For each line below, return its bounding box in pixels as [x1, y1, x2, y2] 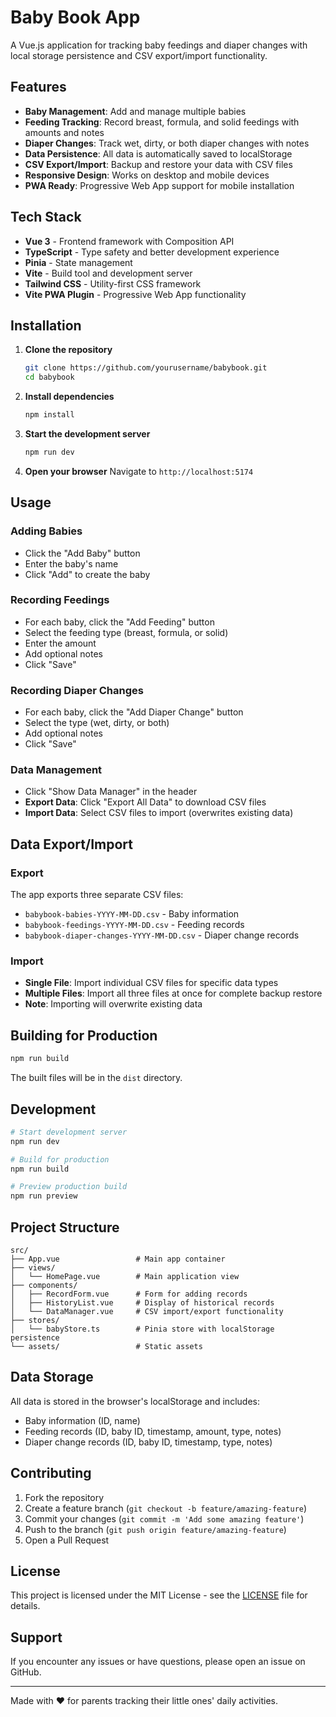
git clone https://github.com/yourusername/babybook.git [24, 363, 268, 373]
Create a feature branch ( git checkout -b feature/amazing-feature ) [24, 1502, 308, 1514]
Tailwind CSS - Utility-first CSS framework [24, 277, 202, 290]
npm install [24, 410, 75, 420]
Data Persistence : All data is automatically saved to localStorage [24, 147, 293, 160]
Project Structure [10, 1219, 120, 1236]
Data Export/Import [10, 836, 134, 853]
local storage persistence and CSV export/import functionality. [10, 49, 268, 61]
